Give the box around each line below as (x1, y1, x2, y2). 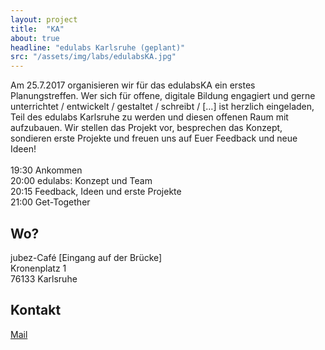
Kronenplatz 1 (10, 262, 67, 274)
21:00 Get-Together (10, 196, 91, 208)
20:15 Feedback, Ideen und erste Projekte (10, 186, 182, 198)
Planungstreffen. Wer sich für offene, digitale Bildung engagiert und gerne (10, 90, 316, 102)
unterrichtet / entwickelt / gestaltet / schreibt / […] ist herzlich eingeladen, (10, 101, 315, 113)
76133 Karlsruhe (10, 272, 78, 285)
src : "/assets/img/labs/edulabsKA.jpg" (10, 52, 177, 62)
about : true (10, 33, 60, 43)
